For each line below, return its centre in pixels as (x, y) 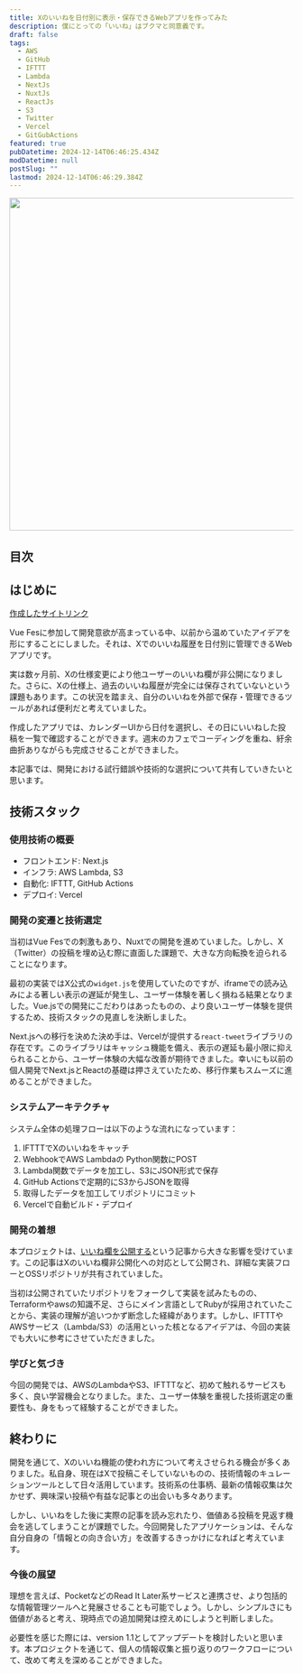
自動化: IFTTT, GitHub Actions (78, 883)
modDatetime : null (44, 160)
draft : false (34, 34)
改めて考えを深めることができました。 (96, 1660)
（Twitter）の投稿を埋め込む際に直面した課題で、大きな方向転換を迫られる (148, 953)
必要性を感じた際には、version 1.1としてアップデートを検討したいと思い (143, 1638)
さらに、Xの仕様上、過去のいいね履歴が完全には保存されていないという (158, 686)
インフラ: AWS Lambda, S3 (73, 873)
